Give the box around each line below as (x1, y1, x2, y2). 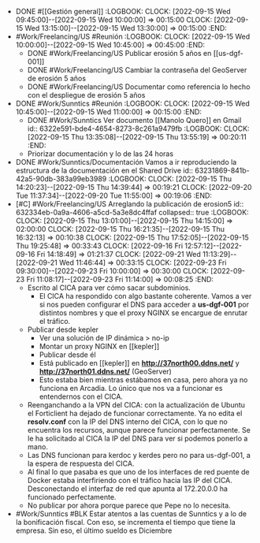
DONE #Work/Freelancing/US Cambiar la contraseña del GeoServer (27, 65, 247, 74)
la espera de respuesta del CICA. (27, 459, 135, 468)
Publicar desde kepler (27, 325, 99, 334)
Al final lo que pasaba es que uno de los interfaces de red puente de (27, 467, 250, 476)
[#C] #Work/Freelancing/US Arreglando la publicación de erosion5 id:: (15, 199, 244, 208)
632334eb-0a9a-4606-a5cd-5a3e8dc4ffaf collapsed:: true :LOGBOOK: (15, 208, 250, 217)
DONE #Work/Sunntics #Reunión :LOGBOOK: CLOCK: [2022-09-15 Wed (15, 99, 250, 108)
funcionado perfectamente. (27, 493, 117, 501)
